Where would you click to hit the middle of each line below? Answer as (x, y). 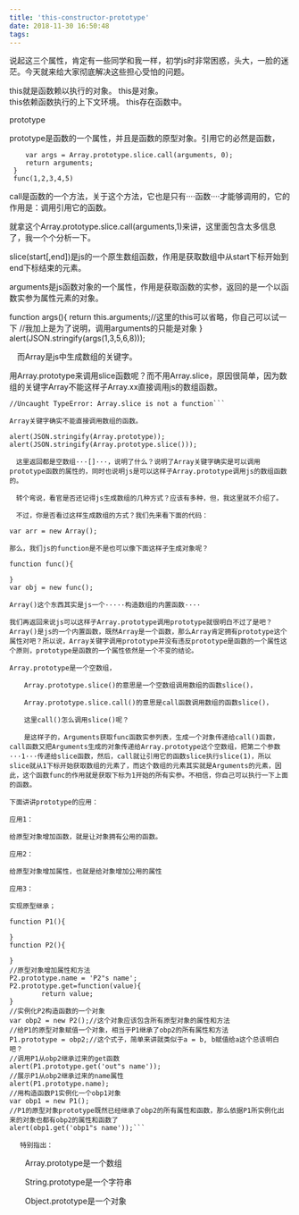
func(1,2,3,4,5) (43, 179)
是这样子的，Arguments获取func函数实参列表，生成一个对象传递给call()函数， (151, 738)
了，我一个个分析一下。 (52, 238)
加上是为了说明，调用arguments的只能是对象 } (118, 328)
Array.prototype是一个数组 (73, 1163)
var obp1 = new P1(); (50, 1101)
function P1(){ (37, 922)
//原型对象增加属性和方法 (50, 971)
